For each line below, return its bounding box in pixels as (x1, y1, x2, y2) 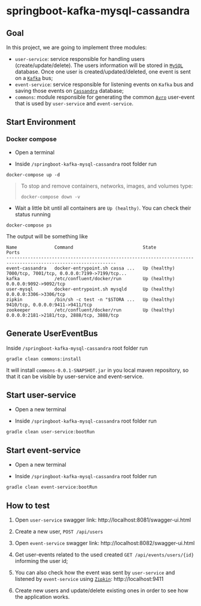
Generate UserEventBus (6, 329, 98, 339)
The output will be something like (6, 232, 88, 240)
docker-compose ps (6, 222, 52, 228)
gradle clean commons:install (6, 356, 82, 362)
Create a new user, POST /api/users (14, 528, 103, 535)
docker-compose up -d (6, 172, 60, 177)
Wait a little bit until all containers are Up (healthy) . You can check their (14, 204, 191, 212)
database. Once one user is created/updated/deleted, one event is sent (14, 68, 191, 75)
